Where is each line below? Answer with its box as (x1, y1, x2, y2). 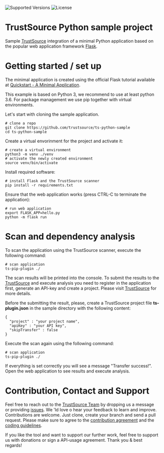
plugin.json (5, 305, 29, 311)
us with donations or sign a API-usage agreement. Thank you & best (5, 437, 143, 443)
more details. (5, 290, 32, 296)
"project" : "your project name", (9, 319, 80, 324)
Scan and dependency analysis (5, 231, 136, 242)
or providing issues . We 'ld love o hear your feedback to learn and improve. (5, 406, 157, 412)
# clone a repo (5, 121, 36, 126)
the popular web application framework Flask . (5, 43, 98, 49)
